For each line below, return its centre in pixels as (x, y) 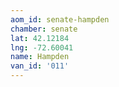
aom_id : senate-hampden (60, 19)
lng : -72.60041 (42, 47)
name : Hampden (40, 57)
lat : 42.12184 (40, 38)
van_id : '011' (40, 66)
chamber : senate (44, 29)
